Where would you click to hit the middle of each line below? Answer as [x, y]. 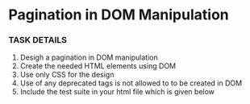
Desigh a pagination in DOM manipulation [89, 57]
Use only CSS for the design [67, 75]
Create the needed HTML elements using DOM [98, 66]
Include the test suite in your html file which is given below [117, 92]
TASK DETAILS [37, 40]
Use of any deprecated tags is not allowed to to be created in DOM [131, 83]
